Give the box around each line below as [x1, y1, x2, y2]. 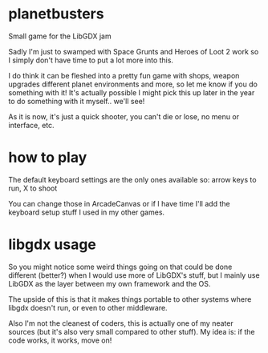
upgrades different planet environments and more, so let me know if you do [8, 79, 258, 89]
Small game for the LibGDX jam [8, 31, 112, 41]
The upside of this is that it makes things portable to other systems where [8, 294, 252, 304]
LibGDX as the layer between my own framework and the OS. [8, 279, 211, 288]
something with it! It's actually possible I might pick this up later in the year [8, 87, 255, 97]
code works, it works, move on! [8, 335, 112, 345]
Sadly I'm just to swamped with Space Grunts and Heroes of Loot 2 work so [8, 46, 259, 56]
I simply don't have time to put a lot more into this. [8, 55, 174, 65]
